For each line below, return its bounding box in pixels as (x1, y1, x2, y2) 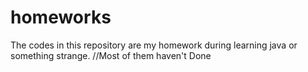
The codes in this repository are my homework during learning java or (10, 39, 298, 51)
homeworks (10, 6, 112, 29)
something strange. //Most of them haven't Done (10, 49, 212, 61)
